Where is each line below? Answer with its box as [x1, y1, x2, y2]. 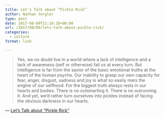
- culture [9, 35, 29, 39]
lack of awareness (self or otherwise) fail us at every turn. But [17, 61, 142, 67]
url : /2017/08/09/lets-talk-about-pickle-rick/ [5, 25, 105, 30]
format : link [5, 39, 32, 44]
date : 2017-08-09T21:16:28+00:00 [5, 20, 74, 26]
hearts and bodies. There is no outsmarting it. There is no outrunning [17, 87, 157, 93]
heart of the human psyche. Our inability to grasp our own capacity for [17, 72, 160, 78]
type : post [5, 16, 27, 21]
